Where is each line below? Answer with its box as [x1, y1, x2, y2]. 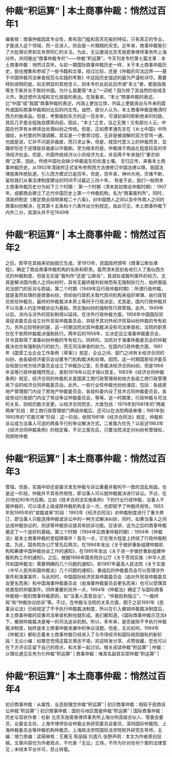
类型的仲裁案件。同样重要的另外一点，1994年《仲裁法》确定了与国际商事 [9, 586, 164, 592]
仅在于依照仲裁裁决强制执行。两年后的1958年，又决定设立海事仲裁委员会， [5, 330, 164, 337]
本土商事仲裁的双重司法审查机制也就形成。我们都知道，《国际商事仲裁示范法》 [5, 612, 167, 618]
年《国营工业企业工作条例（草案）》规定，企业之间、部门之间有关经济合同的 [5, 350, 165, 356]
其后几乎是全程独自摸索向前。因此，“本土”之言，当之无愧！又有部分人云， [5, 119, 162, 125]
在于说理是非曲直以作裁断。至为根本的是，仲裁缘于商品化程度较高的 [18, 145, 162, 151]
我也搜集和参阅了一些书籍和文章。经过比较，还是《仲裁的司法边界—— [14, 68, 162, 74]
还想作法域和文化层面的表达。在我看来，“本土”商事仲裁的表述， [23, 93, 158, 100]
